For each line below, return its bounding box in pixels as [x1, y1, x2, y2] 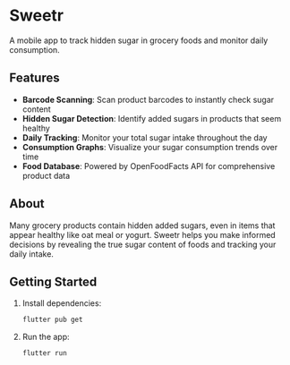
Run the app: [21, 332, 70, 343]
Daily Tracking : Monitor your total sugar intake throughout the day [21, 132, 268, 143]
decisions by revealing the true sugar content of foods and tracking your [9, 239, 277, 250]
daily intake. [9, 248, 54, 259]
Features [9, 71, 60, 86]
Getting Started [9, 274, 98, 289]
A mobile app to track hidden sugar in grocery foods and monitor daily [9, 35, 269, 46]
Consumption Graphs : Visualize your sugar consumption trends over [21, 141, 278, 152]
